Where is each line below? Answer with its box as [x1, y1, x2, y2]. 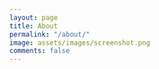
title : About [9, 22, 58, 30]
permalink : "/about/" [9, 30, 91, 39]
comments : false [9, 47, 70, 56]
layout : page [9, 13, 58, 22]
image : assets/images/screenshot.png [9, 38, 151, 47]
